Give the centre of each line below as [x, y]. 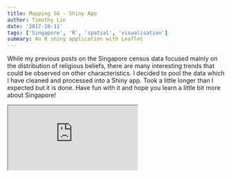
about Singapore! [32, 95]
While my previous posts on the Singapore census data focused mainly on [112, 58]
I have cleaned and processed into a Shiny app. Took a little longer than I [110, 80]
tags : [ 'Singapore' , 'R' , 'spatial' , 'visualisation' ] [88, 33]
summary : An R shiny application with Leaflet [75, 39]
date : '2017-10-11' [35, 26]
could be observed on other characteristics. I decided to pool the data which [116, 74]
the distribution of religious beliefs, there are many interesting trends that [111, 66]
